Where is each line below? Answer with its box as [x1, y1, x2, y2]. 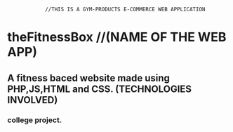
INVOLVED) [7, 94, 58, 106]
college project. [7, 115, 62, 125]
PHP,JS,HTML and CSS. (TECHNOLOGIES [7, 83, 192, 95]
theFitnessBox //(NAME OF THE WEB [7, 29, 227, 45]
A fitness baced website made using [7, 72, 171, 84]
